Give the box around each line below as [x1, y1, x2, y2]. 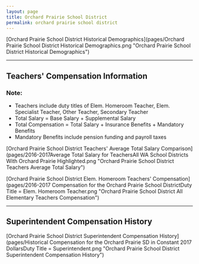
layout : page [6, 8, 38, 15]
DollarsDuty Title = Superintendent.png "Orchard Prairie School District [6, 245, 179, 252]
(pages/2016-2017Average [6, 151, 70, 158]
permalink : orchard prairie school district [6, 19, 118, 25]
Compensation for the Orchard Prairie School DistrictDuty [52, 181, 192, 189]
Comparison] [161, 145, 193, 152]
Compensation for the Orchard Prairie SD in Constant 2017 [49, 239, 192, 246]
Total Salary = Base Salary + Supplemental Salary [14, 115, 136, 122]
